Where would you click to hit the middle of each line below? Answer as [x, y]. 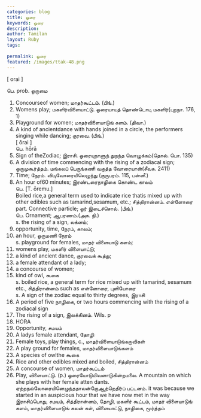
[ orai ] [15, 79]
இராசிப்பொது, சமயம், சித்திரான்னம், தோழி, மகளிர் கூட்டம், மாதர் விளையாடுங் [104, 401]
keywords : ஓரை [25, 23]
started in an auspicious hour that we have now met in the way [92, 395]
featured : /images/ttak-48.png [46, 62]
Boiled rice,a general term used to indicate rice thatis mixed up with [98, 195]
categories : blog [28, 12]
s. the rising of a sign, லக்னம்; [52, 222]
